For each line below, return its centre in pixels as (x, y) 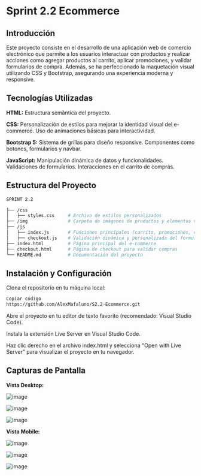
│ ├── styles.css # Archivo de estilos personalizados (84, 216)
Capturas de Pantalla (46, 371)
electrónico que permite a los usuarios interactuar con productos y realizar (98, 54)
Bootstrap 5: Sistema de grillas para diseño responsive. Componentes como (100, 142)
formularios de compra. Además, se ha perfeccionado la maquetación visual (100, 67)
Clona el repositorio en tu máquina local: (56, 288)
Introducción (31, 33)
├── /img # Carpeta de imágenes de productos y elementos (99, 221)
